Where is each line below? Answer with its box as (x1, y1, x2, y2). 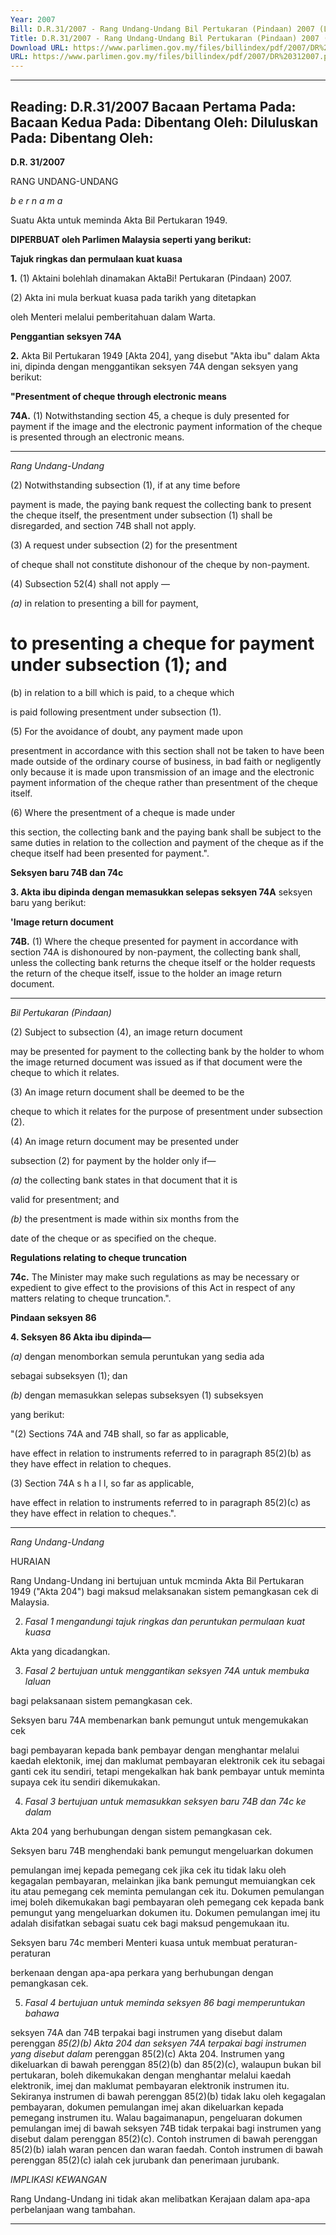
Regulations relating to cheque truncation (10, 1251, 188, 1263)
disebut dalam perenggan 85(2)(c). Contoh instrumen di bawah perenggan (10, 2132, 318, 2145)
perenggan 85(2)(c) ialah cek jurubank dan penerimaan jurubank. (10, 2154, 280, 2166)
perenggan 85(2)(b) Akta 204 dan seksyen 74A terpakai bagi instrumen (10, 2037, 307, 2049)
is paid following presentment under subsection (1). (10, 706, 222, 718)
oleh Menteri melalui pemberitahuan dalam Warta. (10, 311, 216, 323)
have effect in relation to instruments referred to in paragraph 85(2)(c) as (10, 1496, 311, 1508)
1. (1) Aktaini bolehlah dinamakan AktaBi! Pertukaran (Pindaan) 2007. (10, 272, 292, 284)
